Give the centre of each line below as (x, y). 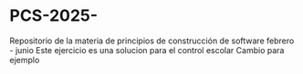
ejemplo (25, 60)
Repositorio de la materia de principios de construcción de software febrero (152, 41)
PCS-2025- (54, 16)
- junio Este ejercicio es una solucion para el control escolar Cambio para (147, 50)
